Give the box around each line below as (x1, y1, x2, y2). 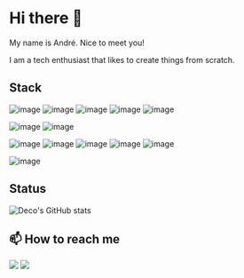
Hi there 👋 (9, 8, 83, 28)
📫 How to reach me (9, 231, 121, 247)
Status (9, 181, 47, 196)
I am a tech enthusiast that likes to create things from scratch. (9, 54, 235, 65)
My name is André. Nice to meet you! (9, 37, 145, 48)
